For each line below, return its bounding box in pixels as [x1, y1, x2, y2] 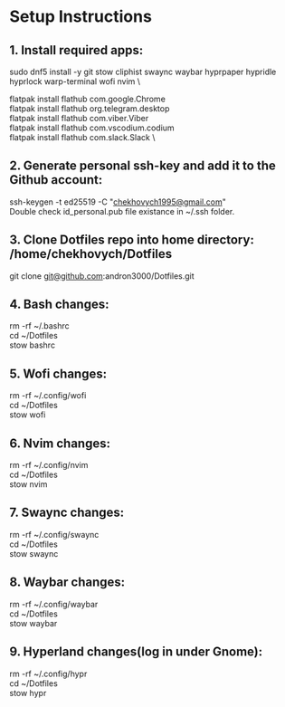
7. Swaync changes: [9, 505, 125, 521]
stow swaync [9, 548, 59, 559]
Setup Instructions [9, 6, 152, 27]
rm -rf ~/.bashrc [9, 320, 70, 331]
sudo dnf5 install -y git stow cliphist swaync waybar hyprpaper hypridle [9, 66, 277, 77]
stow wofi [9, 409, 46, 420]
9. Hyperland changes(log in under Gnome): [9, 645, 263, 660]
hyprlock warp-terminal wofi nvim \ [9, 76, 141, 87]
